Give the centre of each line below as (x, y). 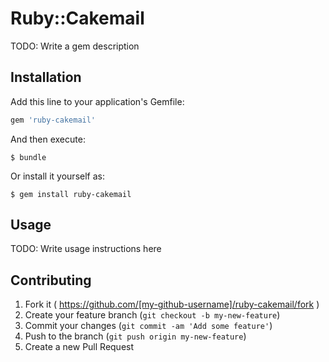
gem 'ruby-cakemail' (53, 120)
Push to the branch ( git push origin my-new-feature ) (135, 336)
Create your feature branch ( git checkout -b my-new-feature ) (152, 315)
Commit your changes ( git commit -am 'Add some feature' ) (148, 326)
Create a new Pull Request (79, 347)
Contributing (51, 280)
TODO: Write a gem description (75, 46)
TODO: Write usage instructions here (86, 249)
